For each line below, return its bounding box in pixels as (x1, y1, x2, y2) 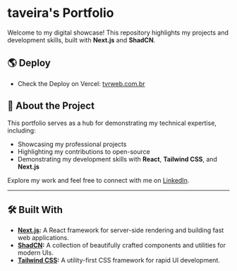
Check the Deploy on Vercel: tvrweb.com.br (17, 79, 146, 88)
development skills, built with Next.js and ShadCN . (7, 35, 156, 44)
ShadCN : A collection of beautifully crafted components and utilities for (17, 241, 226, 250)
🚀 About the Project (7, 100, 95, 112)
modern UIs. (17, 248, 54, 257)
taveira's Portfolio (7, 5, 114, 21)
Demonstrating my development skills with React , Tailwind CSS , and (17, 155, 217, 163)
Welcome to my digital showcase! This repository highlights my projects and (7, 28, 229, 37)
